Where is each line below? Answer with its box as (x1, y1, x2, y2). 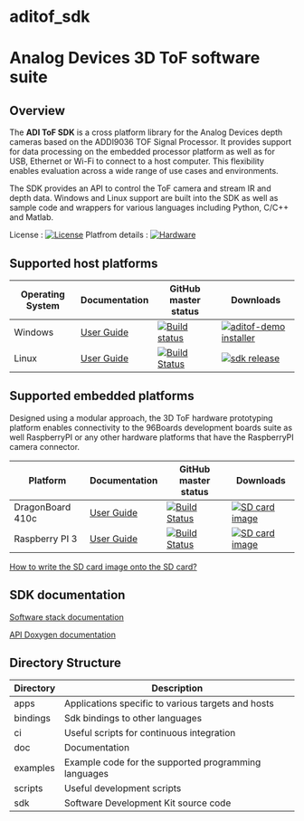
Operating (21, 288, 65, 301)
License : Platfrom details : (9, 229, 149, 241)
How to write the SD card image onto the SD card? (9, 561, 197, 572)
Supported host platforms (9, 255, 158, 271)
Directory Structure (9, 655, 122, 671)
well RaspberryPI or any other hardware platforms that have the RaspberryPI (9, 432, 294, 443)
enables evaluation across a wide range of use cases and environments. (9, 166, 279, 177)
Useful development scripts (63, 782, 182, 795)
